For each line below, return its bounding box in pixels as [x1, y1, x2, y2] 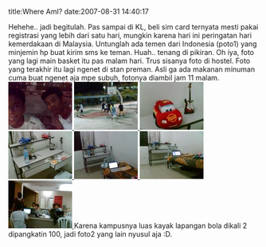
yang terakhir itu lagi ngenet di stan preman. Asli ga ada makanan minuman [8, 65, 256, 74]
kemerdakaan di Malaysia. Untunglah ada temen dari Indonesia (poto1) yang [8, 39, 257, 49]
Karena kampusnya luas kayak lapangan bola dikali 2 [73, 221, 248, 230]
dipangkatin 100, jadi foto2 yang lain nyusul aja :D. [8, 229, 173, 238]
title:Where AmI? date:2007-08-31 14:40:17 [8, 7, 150, 16]
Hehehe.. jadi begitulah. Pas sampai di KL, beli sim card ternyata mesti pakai [8, 22, 259, 31]
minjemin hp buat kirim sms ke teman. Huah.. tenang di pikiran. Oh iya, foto [8, 48, 255, 57]
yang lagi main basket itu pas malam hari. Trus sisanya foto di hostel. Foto [8, 56, 251, 65]
